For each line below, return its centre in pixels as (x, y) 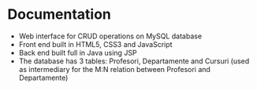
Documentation (60, 14)
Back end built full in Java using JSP (78, 52)
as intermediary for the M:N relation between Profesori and (114, 69)
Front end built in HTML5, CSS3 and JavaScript (95, 44)
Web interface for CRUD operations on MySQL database (110, 36)
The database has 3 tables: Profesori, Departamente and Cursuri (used (134, 61)
